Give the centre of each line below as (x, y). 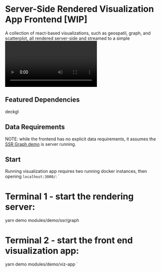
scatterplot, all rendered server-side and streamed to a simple (68, 38)
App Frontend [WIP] (46, 19)
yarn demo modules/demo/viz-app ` (42, 264)
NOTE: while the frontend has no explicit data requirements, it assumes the (80, 139)
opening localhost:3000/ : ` (32, 177)
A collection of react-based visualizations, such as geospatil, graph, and (78, 33)
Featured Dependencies (42, 100)
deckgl (12, 111)
